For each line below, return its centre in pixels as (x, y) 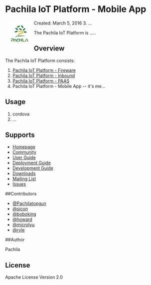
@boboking (24, 214)
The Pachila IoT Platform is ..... (65, 32)
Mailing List (24, 179)
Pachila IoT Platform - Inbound (44, 75)
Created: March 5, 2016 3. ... (63, 23)
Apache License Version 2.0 (34, 277)
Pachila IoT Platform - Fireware (44, 70)
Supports (20, 135)
